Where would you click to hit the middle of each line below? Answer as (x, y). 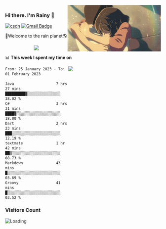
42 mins (13, 148)
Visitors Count (23, 210)
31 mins (13, 109)
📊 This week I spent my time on (39, 58)
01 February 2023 (23, 74)
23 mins (13, 129)
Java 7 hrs (36, 84)
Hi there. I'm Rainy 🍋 (30, 15)
